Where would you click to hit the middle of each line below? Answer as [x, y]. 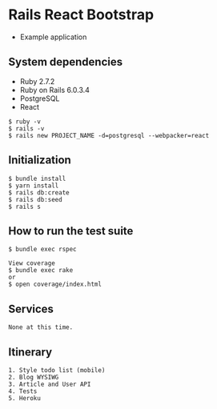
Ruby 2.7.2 [37, 81]
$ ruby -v [25, 122]
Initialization [40, 160]
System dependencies [65, 62]
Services [31, 309]
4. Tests [23, 391]
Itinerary [30, 352]
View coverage [32, 263]
